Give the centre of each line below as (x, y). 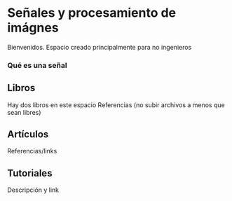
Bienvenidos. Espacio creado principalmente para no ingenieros (100, 47)
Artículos (28, 134)
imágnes (33, 28)
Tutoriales (30, 173)
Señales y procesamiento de (92, 13)
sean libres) (24, 112)
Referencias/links (32, 151)
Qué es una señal (37, 65)
